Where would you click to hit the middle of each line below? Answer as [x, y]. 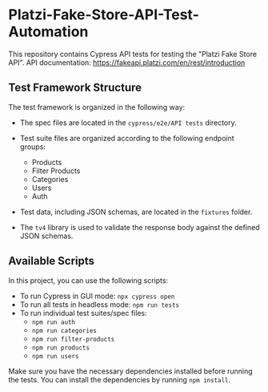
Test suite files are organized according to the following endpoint [127, 138]
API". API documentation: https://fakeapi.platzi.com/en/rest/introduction [127, 63]
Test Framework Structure [75, 88]
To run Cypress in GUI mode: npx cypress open [97, 296]
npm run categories [64, 330]
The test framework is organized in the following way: [97, 107]
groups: [33, 147]
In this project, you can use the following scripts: [88, 280]
